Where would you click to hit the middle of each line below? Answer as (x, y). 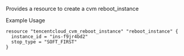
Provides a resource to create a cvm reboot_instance (72, 9)
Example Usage (25, 20)
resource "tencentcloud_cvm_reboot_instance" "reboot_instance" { (92, 31)
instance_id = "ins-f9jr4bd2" (50, 37)
